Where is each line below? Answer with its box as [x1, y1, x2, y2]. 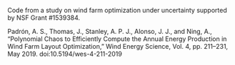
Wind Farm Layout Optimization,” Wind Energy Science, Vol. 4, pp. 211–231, [7, 42, 229, 50]
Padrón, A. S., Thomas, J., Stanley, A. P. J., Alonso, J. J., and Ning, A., [7, 28, 212, 35]
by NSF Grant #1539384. [7, 13, 81, 22]
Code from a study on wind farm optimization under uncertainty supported [7, 6, 227, 14]
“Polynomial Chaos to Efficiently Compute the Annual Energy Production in [7, 35, 227, 43]
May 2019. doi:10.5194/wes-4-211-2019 [7, 49, 123, 58]
